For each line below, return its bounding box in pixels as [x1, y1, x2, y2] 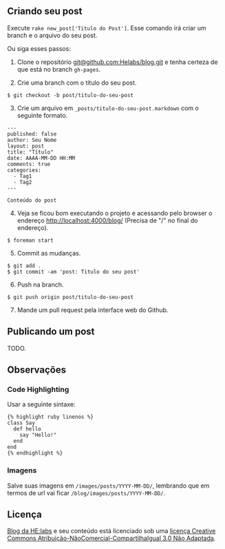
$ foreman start [7, 237, 54, 244]
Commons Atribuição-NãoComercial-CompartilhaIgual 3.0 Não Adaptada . [7, 534, 216, 543]
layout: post [7, 143, 45, 149]
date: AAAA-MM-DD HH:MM [7, 154, 76, 161]
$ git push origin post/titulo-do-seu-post [7, 293, 134, 300]
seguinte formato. [17, 111, 68, 119]
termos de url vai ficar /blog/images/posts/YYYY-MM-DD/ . [7, 488, 166, 497]
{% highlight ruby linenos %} [7, 413, 94, 421]
